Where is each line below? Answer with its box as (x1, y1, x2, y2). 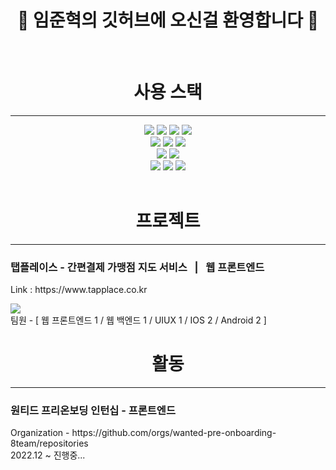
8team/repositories (10, 437, 89, 450)
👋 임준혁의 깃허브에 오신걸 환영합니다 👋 (16, 9, 320, 32)
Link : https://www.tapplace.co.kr (10, 284, 148, 296)
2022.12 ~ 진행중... (10, 449, 86, 461)
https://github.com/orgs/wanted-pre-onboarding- (71, 427, 277, 439)
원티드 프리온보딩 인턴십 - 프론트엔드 (10, 403, 176, 417)
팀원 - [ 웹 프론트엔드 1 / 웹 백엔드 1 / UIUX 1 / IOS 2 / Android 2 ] (10, 314, 267, 326)
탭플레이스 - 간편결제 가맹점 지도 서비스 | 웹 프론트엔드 (10, 260, 265, 274)
